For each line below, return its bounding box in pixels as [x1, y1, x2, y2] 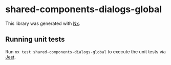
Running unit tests [5, 35, 65, 44]
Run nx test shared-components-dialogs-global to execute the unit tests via [5, 48, 166, 54]
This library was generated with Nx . [5, 20, 80, 26]
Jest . [5, 54, 16, 60]
